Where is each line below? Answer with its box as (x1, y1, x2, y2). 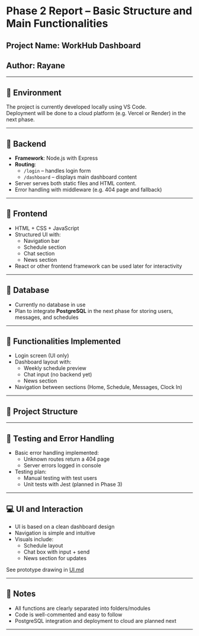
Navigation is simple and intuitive (14, 529, 96, 536)
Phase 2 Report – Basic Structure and (6, 4, 192, 18)
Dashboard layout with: (14, 358, 72, 366)
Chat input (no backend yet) (23, 371, 92, 378)
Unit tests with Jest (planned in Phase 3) (23, 481, 123, 488)
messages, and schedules (14, 314, 79, 321)
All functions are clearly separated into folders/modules (14, 605, 151, 612)
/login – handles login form (23, 167, 91, 175)
